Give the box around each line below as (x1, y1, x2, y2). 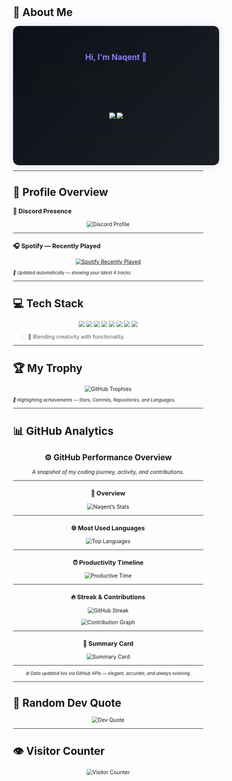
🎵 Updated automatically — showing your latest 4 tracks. (13, 270, 132, 276)
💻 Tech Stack (13, 296, 84, 310)
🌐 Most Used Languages (71, 523, 146, 532)
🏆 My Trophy (13, 361, 83, 375)
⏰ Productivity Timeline (72, 558, 144, 567)
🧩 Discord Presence (13, 207, 72, 215)
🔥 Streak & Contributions (71, 593, 146, 602)
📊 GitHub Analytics (13, 424, 114, 438)
